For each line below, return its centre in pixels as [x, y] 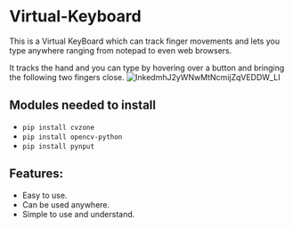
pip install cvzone [58, 127]
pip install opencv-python [72, 137]
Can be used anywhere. [66, 204]
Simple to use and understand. [78, 214]
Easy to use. [45, 195]
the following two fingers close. [67, 77]
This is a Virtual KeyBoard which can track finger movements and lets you [145, 41]
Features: [37, 174]
